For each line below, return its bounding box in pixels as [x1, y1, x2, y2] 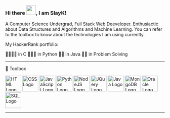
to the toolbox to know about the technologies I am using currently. [5, 32, 145, 38]
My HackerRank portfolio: [5, 41, 59, 47]
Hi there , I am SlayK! [5, 9, 67, 16]
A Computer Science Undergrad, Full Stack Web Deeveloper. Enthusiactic [5, 21, 158, 27]
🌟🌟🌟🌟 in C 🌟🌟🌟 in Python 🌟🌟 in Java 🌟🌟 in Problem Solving [5, 51, 128, 57]
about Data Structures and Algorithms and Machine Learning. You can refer [5, 26, 163, 32]
